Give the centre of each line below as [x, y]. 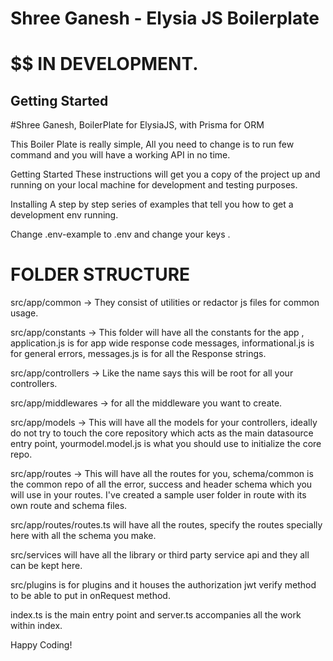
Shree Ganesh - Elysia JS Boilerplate [165, 18]
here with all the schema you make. [83, 536]
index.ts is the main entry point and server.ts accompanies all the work [156, 615]
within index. [36, 626]
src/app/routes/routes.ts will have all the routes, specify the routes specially [166, 525]
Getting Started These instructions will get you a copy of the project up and [165, 174]
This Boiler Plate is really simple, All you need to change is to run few [152, 144]
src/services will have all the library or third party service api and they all [160, 555]
